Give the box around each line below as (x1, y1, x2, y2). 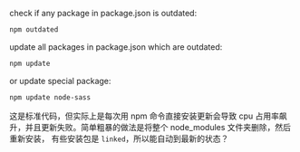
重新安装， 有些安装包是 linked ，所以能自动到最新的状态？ (9, 133, 229, 144)
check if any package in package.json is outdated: (9, 8, 198, 18)
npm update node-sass (9, 92, 92, 102)
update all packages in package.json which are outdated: (9, 41, 223, 52)
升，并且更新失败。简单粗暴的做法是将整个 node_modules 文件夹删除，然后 (9, 121, 292, 132)
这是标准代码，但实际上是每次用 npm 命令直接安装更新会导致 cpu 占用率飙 (9, 110, 287, 121)
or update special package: (9, 75, 111, 86)
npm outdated (9, 25, 59, 34)
